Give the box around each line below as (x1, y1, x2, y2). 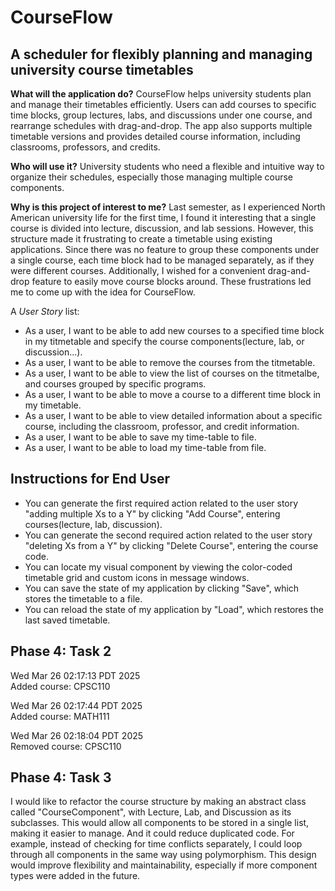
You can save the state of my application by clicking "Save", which (24, 582, 300, 594)
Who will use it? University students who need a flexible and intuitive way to (10, 161, 325, 172)
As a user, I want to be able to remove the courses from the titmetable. (24, 357, 316, 368)
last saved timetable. (24, 614, 111, 626)
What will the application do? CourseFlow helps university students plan (10, 88, 312, 100)
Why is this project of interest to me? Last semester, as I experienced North (10, 201, 326, 213)
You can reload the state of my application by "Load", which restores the (24, 603, 324, 615)
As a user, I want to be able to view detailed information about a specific (24, 410, 323, 421)
